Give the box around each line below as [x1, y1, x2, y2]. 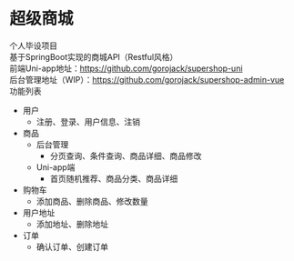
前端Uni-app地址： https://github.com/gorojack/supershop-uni [9, 63, 243, 74]
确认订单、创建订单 [35, 241, 109, 252]
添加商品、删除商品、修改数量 [35, 196, 148, 206]
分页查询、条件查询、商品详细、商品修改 [49, 150, 202, 161]
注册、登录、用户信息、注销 [35, 115, 141, 127]
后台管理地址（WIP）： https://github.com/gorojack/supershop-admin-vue [9, 74, 285, 85]
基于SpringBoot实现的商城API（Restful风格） [9, 51, 178, 62]
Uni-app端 [35, 161, 76, 173]
